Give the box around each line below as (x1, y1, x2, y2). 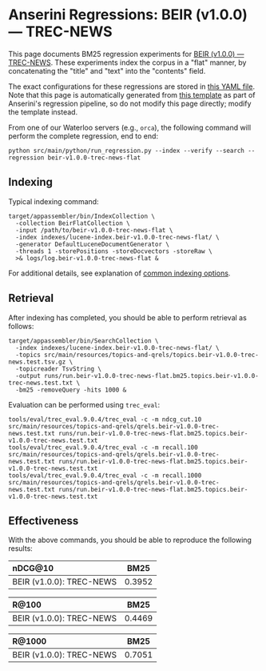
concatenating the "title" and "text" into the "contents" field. (8, 66, 206, 75)
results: (8, 544, 34, 553)
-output (15, 372, 42, 380)
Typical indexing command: (8, 196, 99, 206)
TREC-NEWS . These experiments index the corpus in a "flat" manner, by (8, 58, 247, 67)
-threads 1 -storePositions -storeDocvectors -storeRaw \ (15, 247, 213, 255)
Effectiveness (8, 514, 79, 528)
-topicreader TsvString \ (15, 364, 102, 373)
